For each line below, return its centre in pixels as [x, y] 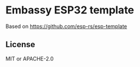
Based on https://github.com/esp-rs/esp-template [66, 26]
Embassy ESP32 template [70, 10]
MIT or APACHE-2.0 [30, 58]
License [20, 45]
